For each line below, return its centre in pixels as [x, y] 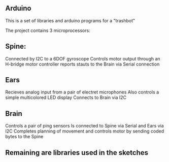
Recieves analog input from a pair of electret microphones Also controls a [82, 92]
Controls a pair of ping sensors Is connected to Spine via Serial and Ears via [84, 126]
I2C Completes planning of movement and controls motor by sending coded [84, 131]
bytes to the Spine [24, 137]
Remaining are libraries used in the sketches [77, 153]
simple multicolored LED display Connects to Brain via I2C [66, 98]
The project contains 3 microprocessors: [48, 30]
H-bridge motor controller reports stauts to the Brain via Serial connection [82, 64]
